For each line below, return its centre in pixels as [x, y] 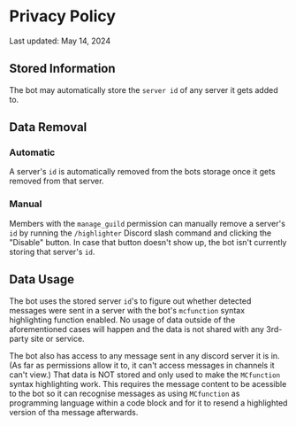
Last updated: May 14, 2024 [60, 41]
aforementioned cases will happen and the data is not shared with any [137, 329]
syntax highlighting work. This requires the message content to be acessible [148, 383]
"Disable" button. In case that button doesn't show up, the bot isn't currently [148, 242]
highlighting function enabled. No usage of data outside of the [122, 320]
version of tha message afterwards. [74, 412]
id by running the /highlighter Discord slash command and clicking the [140, 233]
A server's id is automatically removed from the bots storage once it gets [142, 172]
